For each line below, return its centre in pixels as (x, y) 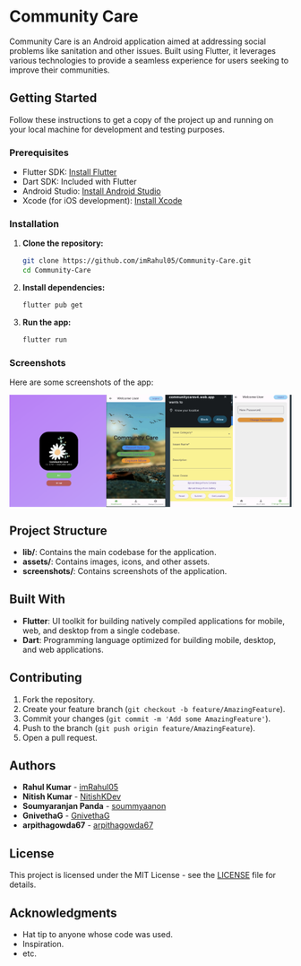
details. (23, 884)
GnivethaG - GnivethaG (66, 816)
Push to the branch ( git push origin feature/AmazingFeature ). (138, 727)
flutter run (44, 339)
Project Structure (58, 531)
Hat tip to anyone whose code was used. (97, 935)
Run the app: (47, 322)
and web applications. (63, 649)
